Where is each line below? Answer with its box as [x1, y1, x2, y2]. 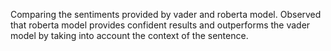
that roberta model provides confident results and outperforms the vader [10, 19, 311, 31]
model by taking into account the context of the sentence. [10, 30, 249, 41]
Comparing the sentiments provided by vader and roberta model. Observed [10, 9, 322, 20]
